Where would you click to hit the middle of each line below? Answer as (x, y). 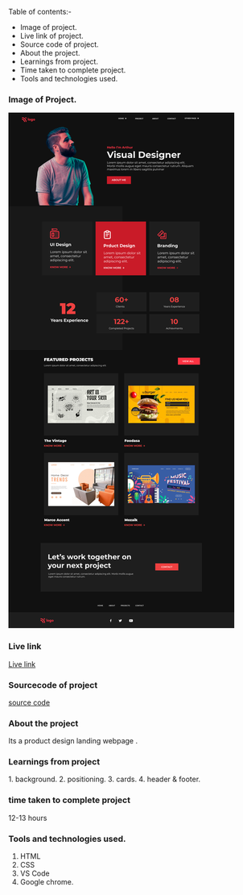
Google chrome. (47, 882)
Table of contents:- (40, 12)
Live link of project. (52, 36)
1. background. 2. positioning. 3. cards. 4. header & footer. (105, 779)
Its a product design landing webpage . (73, 741)
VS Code (35, 873)
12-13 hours (28, 818)
